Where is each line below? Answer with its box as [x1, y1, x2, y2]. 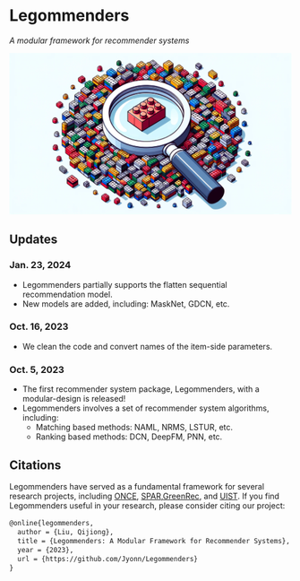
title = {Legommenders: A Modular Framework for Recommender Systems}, [17, 536, 291, 545]
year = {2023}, [17, 545, 74, 554]
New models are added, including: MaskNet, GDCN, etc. [21, 298, 230, 309]
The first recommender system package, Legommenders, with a [21, 384, 260, 395]
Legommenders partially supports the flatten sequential [21, 279, 228, 290]
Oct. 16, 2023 [9, 320, 69, 333]
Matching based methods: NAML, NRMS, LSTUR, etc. [35, 422, 234, 433]
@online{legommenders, [9, 518, 94, 527]
